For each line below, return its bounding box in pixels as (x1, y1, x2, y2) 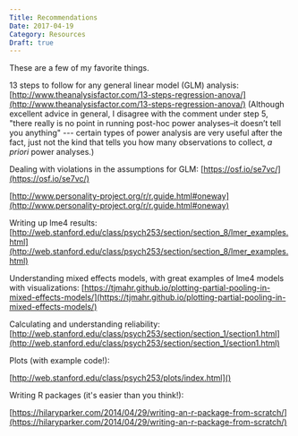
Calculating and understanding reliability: (9, 319, 161, 329)
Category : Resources (9, 30, 87, 38)
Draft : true (9, 38, 54, 47)
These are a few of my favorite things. (9, 63, 149, 73)
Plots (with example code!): (9, 355, 110, 366)
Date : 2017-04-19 (9, 21, 74, 30)
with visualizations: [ (9, 283, 85, 294)
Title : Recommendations (9, 13, 98, 22)
